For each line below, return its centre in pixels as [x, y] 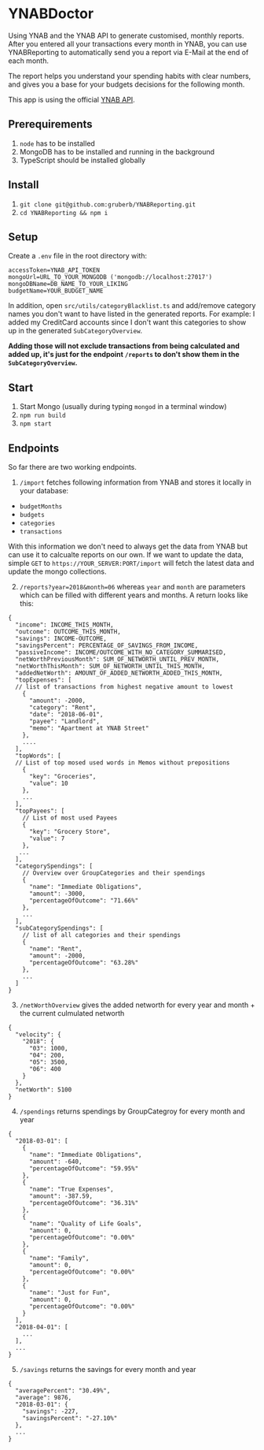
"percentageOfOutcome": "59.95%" [84, 1169]
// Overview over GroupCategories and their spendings [114, 873]
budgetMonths [41, 507]
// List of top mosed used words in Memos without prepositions [123, 763]
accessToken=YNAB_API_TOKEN [54, 270]
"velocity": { [38, 1035]
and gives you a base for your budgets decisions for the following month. [126, 84]
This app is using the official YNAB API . [71, 99]
